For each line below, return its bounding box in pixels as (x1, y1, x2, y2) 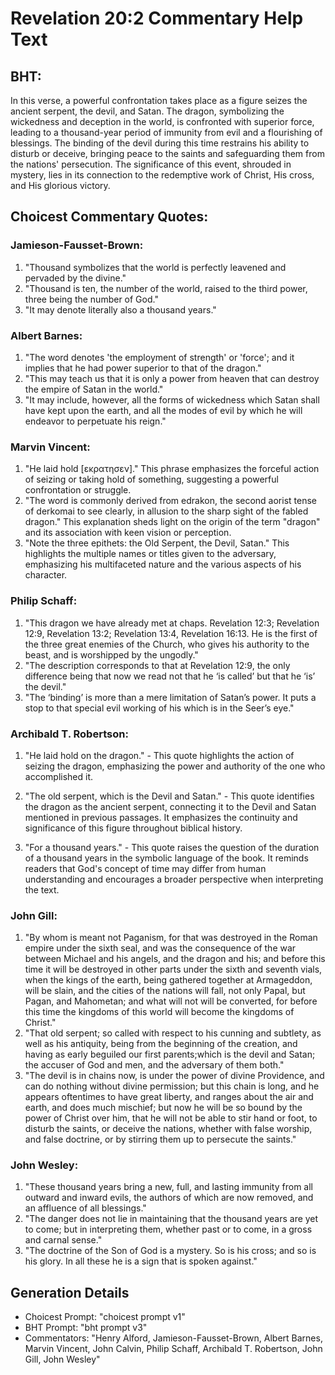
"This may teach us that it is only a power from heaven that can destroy (24, 372, 320, 384)
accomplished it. (24, 770, 94, 782)
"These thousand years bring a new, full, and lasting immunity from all (24, 1181, 313, 1193)
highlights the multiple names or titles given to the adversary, (24, 548, 277, 560)
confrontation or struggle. (24, 484, 132, 496)
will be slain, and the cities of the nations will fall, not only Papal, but (24, 985, 306, 997)
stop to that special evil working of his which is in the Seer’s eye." (24, 702, 295, 714)
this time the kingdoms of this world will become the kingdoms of (24, 1006, 295, 1018)
